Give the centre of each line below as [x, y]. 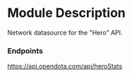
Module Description [66, 13]
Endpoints [25, 51]
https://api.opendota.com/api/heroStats [65, 66]
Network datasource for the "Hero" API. [65, 32]
